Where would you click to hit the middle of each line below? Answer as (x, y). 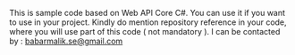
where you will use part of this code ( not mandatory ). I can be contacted (145, 31)
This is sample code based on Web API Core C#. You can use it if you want (147, 13)
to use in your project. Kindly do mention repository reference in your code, (148, 22)
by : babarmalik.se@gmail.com (66, 41)
